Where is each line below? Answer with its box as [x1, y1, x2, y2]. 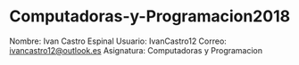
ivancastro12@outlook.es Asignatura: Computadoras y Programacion [9, 45, 263, 55]
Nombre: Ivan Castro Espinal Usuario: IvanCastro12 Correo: [9, 36, 228, 46]
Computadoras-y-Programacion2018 [9, 6, 291, 27]
